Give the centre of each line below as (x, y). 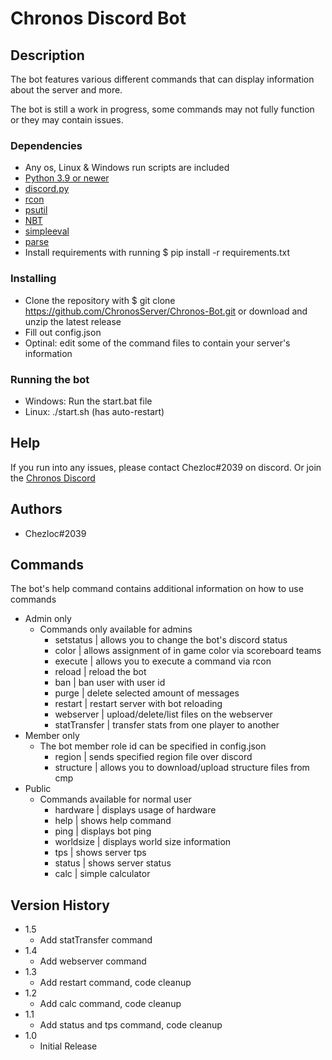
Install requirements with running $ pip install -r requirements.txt (157, 253)
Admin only (48, 619)
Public (38, 789)
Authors (36, 509)
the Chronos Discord (53, 478)
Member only (52, 736)
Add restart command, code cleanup (115, 983)
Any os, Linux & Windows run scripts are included (127, 168)
